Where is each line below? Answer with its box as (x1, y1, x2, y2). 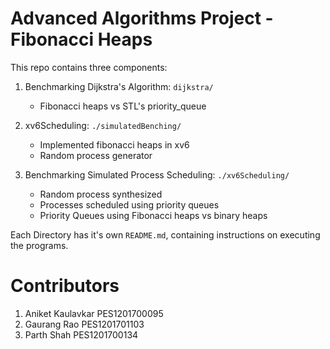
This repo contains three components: (10, 61, 168, 73)
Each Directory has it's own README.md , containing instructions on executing (10, 228, 321, 241)
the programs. (10, 239, 69, 251)
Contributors (10, 275, 120, 297)
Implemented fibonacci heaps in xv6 (39, 138, 190, 151)
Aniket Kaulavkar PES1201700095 (24, 307, 164, 319)
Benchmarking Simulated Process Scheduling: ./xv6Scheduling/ (24, 168, 290, 181)
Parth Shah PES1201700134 (24, 328, 139, 341)
